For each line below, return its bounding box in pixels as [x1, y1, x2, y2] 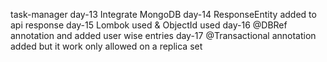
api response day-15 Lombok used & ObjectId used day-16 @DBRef [10, 19, 288, 31]
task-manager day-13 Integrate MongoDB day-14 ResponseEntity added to [10, 9, 317, 20]
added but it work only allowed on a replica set [10, 40, 203, 52]
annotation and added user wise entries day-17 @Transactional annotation [10, 30, 317, 41]
